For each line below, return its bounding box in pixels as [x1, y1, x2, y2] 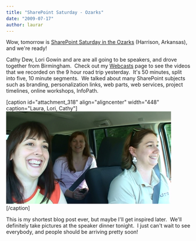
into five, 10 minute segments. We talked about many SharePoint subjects [6, 75, 185, 82]
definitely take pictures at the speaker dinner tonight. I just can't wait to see [6, 222, 191, 229]
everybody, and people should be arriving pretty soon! [6, 229, 138, 236]
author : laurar [6, 22, 44, 28]
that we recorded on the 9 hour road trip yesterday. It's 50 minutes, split [6, 69, 182, 76]
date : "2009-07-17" [6, 15, 54, 22]
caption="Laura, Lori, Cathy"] [6, 105, 78, 112]
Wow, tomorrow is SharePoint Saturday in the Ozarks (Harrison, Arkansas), [6, 39, 188, 46]
